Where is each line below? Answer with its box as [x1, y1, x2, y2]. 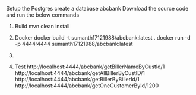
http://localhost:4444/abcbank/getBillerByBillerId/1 [14, 76, 140, 83]
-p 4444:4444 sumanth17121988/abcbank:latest [14, 41, 133, 47]
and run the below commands [6, 11, 80, 18]
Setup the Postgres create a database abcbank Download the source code [6, 5, 189, 12]
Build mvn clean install [14, 23, 70, 30]
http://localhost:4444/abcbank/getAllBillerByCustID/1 [14, 70, 146, 76]
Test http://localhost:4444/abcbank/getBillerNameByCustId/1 [14, 63, 165, 70]
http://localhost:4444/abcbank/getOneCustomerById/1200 [14, 82, 159, 89]
